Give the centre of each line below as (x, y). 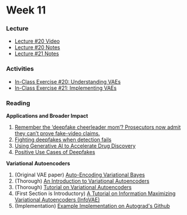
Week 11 (26, 10)
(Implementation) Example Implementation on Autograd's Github (92, 206)
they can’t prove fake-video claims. (57, 134)
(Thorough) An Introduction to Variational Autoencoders (82, 181)
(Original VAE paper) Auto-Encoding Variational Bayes (80, 175)
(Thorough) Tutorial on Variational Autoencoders (73, 187)
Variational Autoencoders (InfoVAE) (57, 200)
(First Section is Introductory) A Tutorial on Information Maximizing (95, 193)
